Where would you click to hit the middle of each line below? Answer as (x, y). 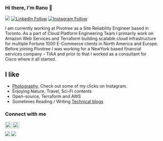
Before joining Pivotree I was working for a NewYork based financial (73, 49)
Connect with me (26, 114)
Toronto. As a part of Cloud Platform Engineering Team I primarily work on (79, 33)
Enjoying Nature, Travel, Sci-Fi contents (52, 91)
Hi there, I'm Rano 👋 (29, 8)
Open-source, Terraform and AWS (46, 96)
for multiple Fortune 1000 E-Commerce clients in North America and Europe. (81, 44)
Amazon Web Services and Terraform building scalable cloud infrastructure (81, 39)
